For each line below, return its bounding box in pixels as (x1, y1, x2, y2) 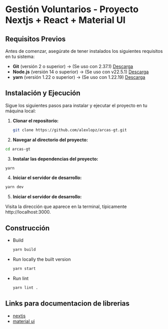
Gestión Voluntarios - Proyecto (5, 4, 139, 15)
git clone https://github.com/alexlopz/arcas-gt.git (12, 127, 127, 133)
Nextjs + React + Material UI (5, 14, 126, 26)
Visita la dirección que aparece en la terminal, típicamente (5, 203, 127, 210)
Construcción (5, 224, 50, 232)
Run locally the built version (12, 256, 71, 262)
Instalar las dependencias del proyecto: (12, 156, 98, 162)
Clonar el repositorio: (12, 117, 59, 124)
